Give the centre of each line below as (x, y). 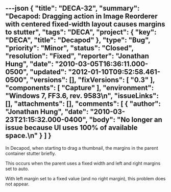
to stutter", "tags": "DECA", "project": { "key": (81, 32)
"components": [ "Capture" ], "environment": (80, 88)
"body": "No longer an (126, 120)
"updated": (48, 72)
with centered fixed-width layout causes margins (85, 24)
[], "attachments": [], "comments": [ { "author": (83, 104)
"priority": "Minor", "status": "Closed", (69, 48)
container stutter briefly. (31, 153)
